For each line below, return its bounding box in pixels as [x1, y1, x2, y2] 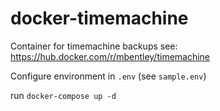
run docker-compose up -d [10, 89, 117, 101]
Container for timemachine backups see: [10, 40, 178, 52]
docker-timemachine [10, 7, 189, 30]
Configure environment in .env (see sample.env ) [10, 70, 207, 82]
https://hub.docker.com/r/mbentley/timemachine [10, 50, 211, 62]
